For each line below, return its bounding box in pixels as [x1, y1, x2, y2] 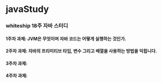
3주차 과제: [6, 60, 28, 66]
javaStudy [6, 3, 49, 15]
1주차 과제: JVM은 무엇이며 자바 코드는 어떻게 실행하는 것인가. [6, 35, 126, 41]
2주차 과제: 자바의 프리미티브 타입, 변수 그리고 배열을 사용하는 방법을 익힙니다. [6, 48, 157, 54]
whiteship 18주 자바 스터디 [6, 22, 68, 29]
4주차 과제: [6, 72, 28, 78]
